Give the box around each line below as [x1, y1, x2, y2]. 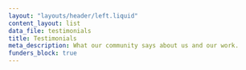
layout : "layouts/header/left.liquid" [8, 11, 138, 20]
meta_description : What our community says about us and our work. [8, 42, 240, 50]
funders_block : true [8, 49, 78, 57]
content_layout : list [8, 19, 81, 27]
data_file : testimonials [8, 27, 92, 35]
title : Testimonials [8, 34, 78, 43]
